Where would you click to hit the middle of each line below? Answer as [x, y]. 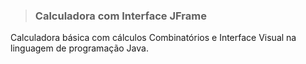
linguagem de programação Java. [79, 48]
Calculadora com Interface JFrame [120, 16]
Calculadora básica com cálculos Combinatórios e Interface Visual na [153, 38]
